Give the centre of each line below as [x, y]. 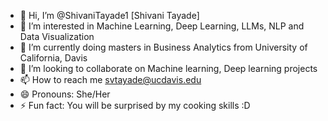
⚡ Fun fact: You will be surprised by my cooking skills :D [135, 105]
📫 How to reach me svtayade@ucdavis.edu [110, 79]
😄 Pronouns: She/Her [65, 94]
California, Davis [53, 58]
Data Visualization [57, 36]
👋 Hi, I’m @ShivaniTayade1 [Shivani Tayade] [109, 15]
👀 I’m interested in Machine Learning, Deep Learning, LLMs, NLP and [162, 26]
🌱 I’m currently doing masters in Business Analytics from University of [163, 47]
